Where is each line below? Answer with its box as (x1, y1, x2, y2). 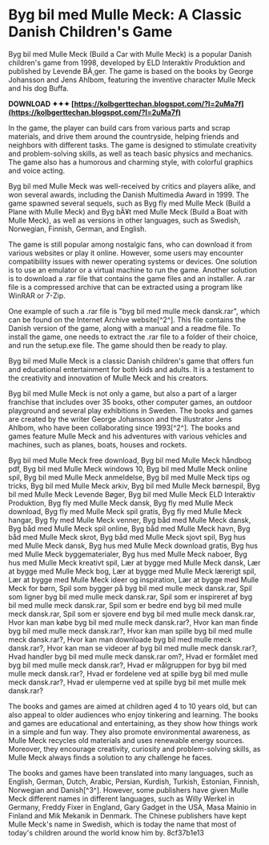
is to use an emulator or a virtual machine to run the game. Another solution (8, 265, 258, 275)
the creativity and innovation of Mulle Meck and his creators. (8, 373, 209, 382)
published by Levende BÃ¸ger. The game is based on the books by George (8, 66, 254, 76)
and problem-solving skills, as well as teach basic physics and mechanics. (8, 149, 254, 158)
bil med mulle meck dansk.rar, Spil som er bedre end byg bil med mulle (8, 600, 243, 610)
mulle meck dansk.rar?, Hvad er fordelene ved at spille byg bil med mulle (8, 668, 248, 678)
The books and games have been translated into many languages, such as (8, 768, 254, 778)
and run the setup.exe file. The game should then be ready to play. (8, 340, 228, 350)
